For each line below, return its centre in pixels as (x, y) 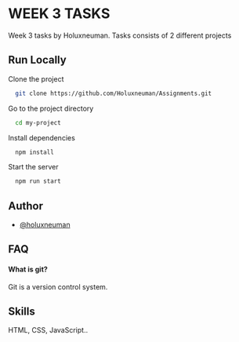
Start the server (33, 167)
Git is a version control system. (58, 286)
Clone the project (36, 78)
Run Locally (37, 60)
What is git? (28, 269)
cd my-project (38, 122)
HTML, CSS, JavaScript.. (48, 330)
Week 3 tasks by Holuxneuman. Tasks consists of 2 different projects (120, 35)
